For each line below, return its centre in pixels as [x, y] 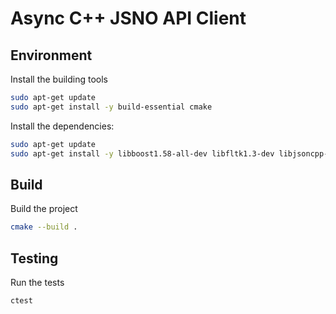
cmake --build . [44, 227]
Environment [51, 55]
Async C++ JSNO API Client [128, 18]
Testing [34, 258]
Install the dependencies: [62, 126]
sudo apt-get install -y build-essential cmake [111, 107]
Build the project [44, 209]
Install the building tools [59, 79]
